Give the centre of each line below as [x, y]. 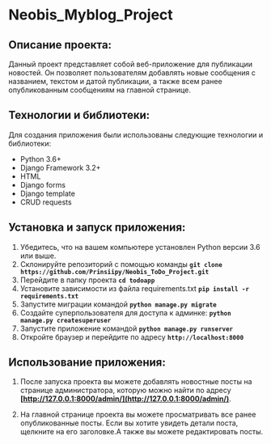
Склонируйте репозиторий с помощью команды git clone [121, 264]
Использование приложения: [87, 363]
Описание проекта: [60, 45]
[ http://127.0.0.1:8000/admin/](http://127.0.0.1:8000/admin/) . [126, 399]
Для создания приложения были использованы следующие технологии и [136, 134]
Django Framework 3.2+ [60, 167]
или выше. [38, 256]
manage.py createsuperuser [66, 320]
